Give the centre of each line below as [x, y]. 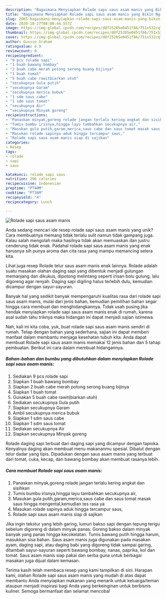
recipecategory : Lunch [29, 202]
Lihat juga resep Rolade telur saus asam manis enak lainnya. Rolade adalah [82, 265]
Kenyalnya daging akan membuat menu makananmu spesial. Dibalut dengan [83, 449]
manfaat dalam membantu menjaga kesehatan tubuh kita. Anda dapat [76, 337]
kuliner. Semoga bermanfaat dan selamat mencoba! [58, 591]
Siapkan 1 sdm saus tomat [39, 423]
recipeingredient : [24, 55]
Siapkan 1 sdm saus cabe [38, 418]
